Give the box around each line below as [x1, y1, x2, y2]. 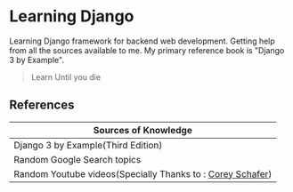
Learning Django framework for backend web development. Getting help [9, 36, 276, 46]
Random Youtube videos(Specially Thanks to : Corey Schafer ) [13, 167, 273, 180]
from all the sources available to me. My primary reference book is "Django [9, 44, 285, 55]
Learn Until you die [30, 71, 101, 82]
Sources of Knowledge [93, 124, 193, 136]
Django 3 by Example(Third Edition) [13, 139, 163, 151]
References [9, 98, 75, 113]
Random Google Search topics [13, 153, 142, 165]
